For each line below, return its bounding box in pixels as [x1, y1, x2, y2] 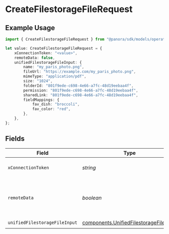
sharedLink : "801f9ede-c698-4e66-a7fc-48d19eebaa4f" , [23, 92, 138, 97]
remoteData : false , [14, 55, 55, 60]
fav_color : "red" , [32, 106, 71, 111]
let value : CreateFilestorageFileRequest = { [5, 46, 102, 51]
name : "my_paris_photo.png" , [23, 64, 84, 70]
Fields [5, 135, 25, 143]
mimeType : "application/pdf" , [23, 74, 87, 79]
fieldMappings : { [23, 97, 59, 102]
